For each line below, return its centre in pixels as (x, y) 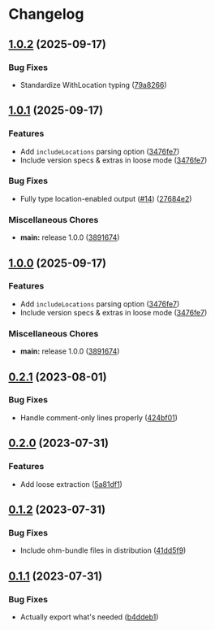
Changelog (46, 14)
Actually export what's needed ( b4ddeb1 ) (89, 617)
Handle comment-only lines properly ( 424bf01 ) (99, 417)
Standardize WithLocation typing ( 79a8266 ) (94, 85)
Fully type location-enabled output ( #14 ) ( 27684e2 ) (106, 198)
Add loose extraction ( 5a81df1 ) (71, 484)
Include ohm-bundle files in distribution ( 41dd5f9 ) (103, 550)
